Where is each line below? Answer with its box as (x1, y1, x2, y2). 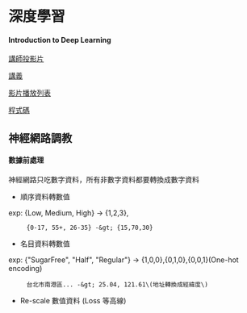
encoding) (8, 263, 43, 273)
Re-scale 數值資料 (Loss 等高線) (19, 295, 127, 305)
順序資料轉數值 (19, 191, 70, 202)
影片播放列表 (8, 88, 51, 98)
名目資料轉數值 (19, 239, 70, 248)
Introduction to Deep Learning (8, 35, 111, 44)
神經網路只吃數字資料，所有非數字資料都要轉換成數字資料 (8, 174, 199, 184)
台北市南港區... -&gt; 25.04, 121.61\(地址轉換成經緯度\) (26, 280, 208, 289)
